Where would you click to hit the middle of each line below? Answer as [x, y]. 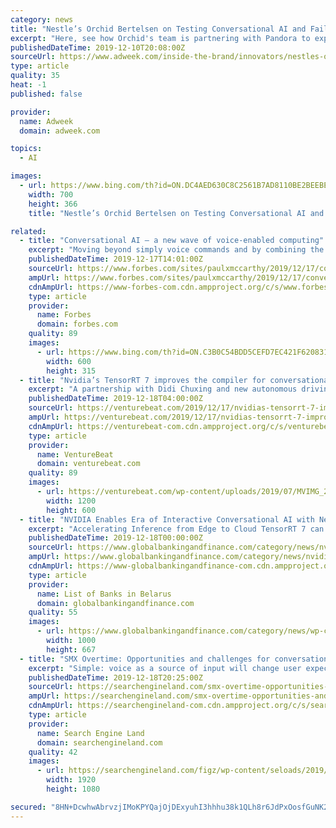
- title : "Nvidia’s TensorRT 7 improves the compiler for [143, 380]
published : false [46, 94]
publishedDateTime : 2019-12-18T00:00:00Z [115, 538]
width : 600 [69, 361]
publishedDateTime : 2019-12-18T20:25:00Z [115, 677]
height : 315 [71, 371]
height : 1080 [73, 789]
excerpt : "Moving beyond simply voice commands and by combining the [176, 250]
